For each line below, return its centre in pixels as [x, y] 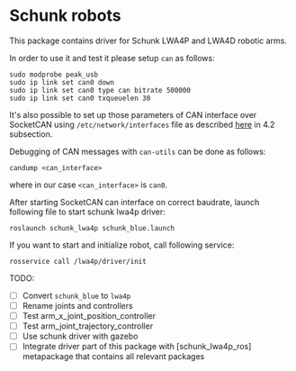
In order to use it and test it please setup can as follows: [112, 58]
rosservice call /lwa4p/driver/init [78, 261]
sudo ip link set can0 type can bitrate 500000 [100, 90]
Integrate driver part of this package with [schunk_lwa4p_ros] [137, 347]
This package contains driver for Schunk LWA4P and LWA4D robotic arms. [148, 41]
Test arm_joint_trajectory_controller [88, 326]
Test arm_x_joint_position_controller [89, 316]
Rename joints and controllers [77, 306]
